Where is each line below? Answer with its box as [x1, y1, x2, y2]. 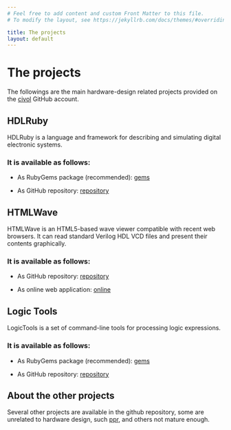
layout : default [7, 35, 54, 42]
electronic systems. [7, 140, 63, 149]
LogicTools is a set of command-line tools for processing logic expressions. [7, 324, 221, 332]
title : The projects [7, 29, 67, 36]
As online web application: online [16, 286, 111, 294]
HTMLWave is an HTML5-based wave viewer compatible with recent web [7, 225, 216, 233]
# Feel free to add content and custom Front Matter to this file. [7, 10, 205, 17]
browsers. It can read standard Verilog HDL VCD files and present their [7, 232, 208, 241]
